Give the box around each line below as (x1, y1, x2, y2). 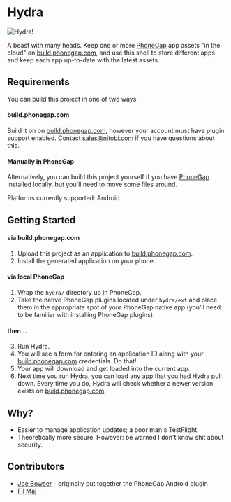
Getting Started (7, 214, 76, 226)
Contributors (7, 461, 65, 473)
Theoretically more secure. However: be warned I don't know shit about (17, 433, 224, 441)
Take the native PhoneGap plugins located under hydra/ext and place (17, 295, 218, 304)
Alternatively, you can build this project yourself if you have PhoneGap (7, 173, 209, 181)
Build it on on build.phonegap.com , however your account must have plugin (7, 126, 225, 134)
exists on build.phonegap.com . (17, 386, 107, 396)
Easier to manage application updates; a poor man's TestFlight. (17, 425, 199, 434)
